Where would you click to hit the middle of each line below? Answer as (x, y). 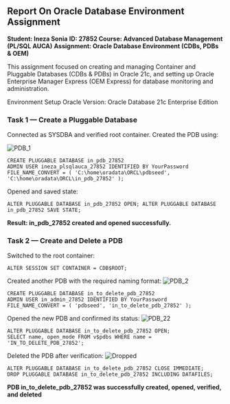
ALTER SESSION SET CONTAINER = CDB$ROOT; (67, 268)
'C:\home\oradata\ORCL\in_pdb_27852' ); (66, 179)
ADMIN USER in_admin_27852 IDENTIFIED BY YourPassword (87, 300)
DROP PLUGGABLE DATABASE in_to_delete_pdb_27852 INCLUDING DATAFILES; (110, 374)
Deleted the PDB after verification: (56, 356)
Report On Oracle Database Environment (96, 11)
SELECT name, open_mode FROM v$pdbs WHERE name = (80, 337)
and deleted (25, 394)
